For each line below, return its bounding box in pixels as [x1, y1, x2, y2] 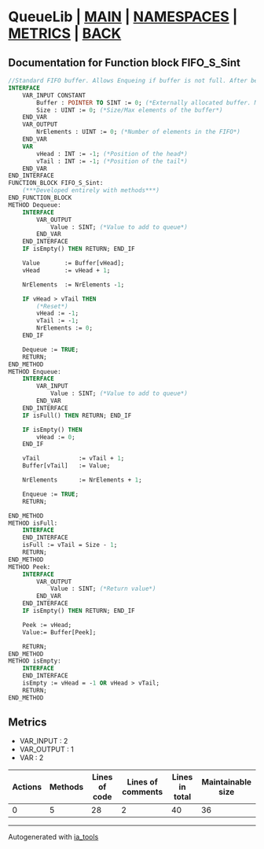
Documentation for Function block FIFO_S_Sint [8, 56, 241, 69]
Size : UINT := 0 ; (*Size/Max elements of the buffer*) [36, 106, 223, 114]
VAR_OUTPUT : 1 [19, 744, 75, 755]
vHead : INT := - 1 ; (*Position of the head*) [36, 149, 189, 157]
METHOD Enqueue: [8, 367, 61, 375]
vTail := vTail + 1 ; [22, 455, 125, 463]
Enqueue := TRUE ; [22, 490, 79, 498]
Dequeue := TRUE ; [22, 345, 79, 353]
